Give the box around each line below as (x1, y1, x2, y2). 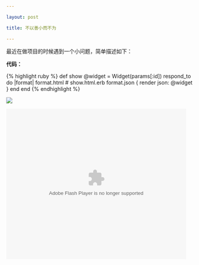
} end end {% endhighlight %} (6, 85, 80, 92)
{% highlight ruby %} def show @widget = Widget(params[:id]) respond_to (6, 72, 191, 79)
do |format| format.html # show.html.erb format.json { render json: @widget (6, 79, 193, 86)
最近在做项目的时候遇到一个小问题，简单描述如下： (6, 48, 132, 55)
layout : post (6, 14, 39, 20)
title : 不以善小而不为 (6, 25, 57, 31)
